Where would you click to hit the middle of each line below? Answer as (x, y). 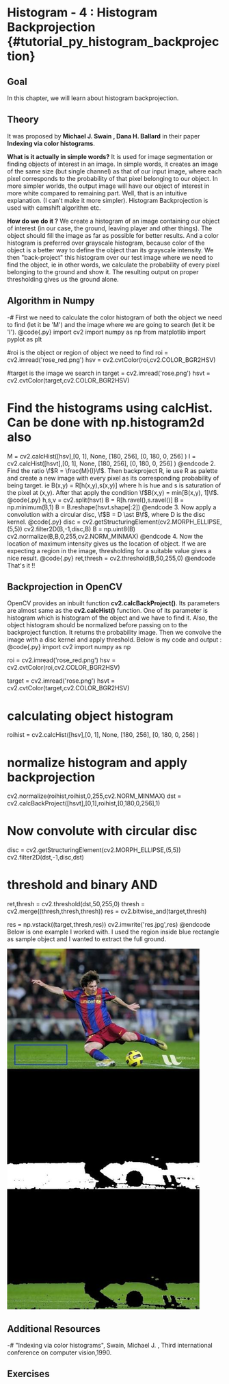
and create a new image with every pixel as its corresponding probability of (113, 478)
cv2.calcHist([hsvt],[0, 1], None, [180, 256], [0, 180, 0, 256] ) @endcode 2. (111, 463)
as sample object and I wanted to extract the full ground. (86, 939)
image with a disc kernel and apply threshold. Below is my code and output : (114, 640)
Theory (23, 120)
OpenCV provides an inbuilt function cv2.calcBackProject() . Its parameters (113, 603)
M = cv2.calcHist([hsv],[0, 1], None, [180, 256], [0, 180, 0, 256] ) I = (102, 456)
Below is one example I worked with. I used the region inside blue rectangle (113, 932)
